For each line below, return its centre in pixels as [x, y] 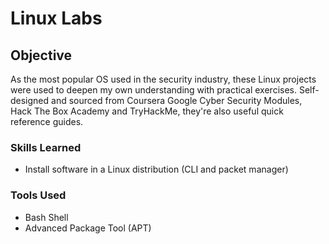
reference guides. [47, 121]
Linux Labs [56, 18]
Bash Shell [46, 217]
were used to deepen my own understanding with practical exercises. [153, 90]
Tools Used [38, 195]
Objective [41, 55]
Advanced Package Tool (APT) [88, 228]
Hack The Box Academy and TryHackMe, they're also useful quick [147, 111]
